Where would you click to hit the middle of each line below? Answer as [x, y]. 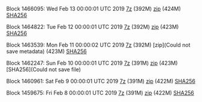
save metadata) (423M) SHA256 [47, 51]
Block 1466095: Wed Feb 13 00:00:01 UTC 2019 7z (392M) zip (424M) [93, 9]
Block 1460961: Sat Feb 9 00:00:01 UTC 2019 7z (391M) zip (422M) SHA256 [101, 81]
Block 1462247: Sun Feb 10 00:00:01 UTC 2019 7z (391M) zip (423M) [92, 63]
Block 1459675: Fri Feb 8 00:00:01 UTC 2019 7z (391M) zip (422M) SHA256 [100, 93]
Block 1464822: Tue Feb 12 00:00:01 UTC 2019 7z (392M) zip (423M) [93, 27]
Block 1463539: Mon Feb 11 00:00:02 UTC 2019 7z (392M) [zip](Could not [98, 45]
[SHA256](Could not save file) [44, 69]
